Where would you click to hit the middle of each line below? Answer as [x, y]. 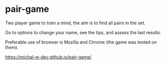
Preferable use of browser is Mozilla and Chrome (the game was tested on [81, 42]
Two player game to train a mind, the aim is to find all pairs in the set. [75, 23]
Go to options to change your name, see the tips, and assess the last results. [83, 32]
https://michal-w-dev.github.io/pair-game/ [48, 57]
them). [12, 47]
